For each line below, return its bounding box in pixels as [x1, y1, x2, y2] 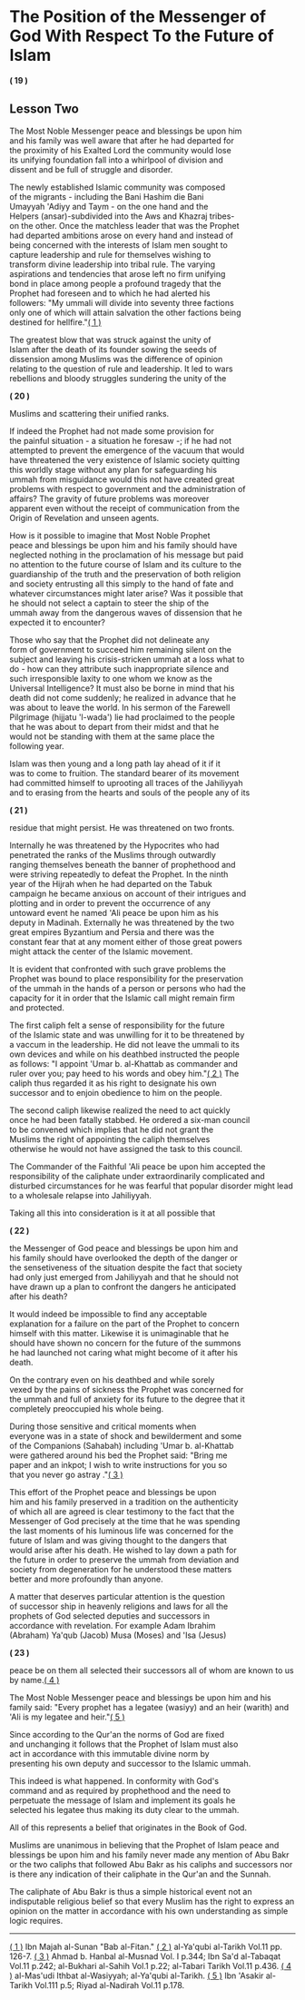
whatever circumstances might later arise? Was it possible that [9, 587, 243, 598]
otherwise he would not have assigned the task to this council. [9, 1143, 243, 1154]
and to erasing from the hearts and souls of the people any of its [9, 787, 251, 798]
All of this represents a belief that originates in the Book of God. [9, 1822, 248, 1833]
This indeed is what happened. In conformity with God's [9, 1775, 220, 1786]
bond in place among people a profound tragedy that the [9, 278, 221, 289]
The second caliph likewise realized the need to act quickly [9, 1105, 231, 1116]
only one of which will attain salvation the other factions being [9, 307, 241, 318]
